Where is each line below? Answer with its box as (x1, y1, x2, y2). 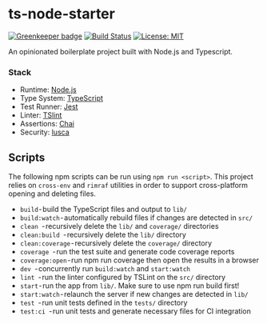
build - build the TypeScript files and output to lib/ (19, 205, 188, 214)
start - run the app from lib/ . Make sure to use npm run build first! (19, 281, 240, 290)
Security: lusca (19, 127, 70, 137)
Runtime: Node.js (19, 85, 78, 94)
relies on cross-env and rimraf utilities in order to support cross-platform (8, 181, 249, 190)
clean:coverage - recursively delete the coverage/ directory (19, 238, 213, 248)
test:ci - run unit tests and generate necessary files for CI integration (19, 306, 252, 316)
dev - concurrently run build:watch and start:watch (19, 264, 190, 274)
